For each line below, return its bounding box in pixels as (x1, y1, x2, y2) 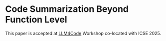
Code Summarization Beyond (5, 3, 129, 15)
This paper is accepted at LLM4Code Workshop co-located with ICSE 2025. (5, 30, 161, 36)
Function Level (5, 14, 67, 25)
